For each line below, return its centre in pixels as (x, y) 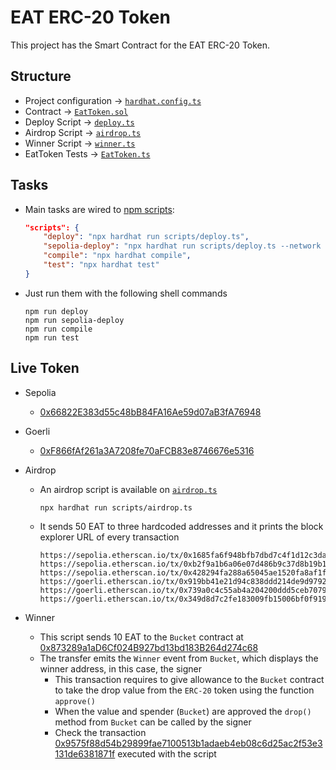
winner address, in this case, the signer (121, 668)
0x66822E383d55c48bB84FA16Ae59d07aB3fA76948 (150, 412)
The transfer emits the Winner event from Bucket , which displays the (179, 658)
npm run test (52, 337)
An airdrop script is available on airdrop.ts (128, 489)
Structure (41, 76)
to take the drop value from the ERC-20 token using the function (184, 690)
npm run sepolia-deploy (74, 320)
